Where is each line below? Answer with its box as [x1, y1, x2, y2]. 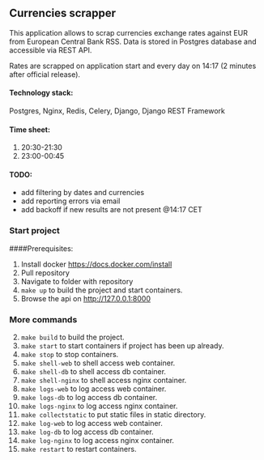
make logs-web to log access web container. [20, 384, 167, 394]
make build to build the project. [20, 332, 125, 343]
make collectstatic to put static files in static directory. [20, 410, 207, 420]
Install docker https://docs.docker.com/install [20, 259, 172, 269]
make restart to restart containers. [20, 445, 137, 454]
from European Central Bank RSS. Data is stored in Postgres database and [9, 36, 258, 46]
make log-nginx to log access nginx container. [20, 436, 175, 445]
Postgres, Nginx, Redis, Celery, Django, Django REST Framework [9, 106, 225, 116]
